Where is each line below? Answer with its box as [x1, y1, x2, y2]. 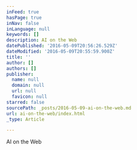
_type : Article [6, 116, 45, 122]
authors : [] [6, 65, 36, 72]
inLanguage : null [6, 26, 50, 32]
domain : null [12, 83, 45, 89]
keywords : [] [6, 32, 39, 38]
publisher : [6, 71, 34, 77]
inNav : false [6, 20, 39, 26]
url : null [12, 88, 36, 94]
